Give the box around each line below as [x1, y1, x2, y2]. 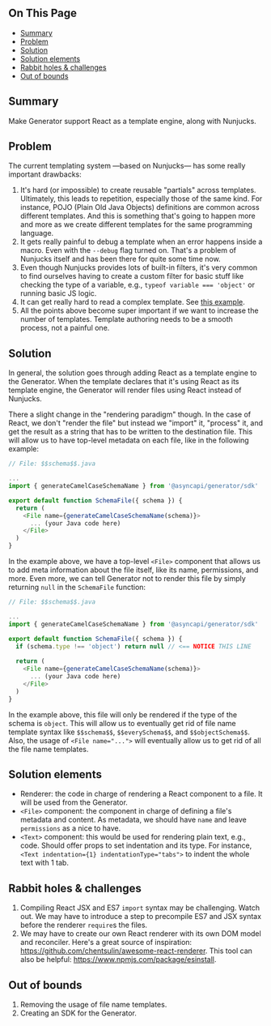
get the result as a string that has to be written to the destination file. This [8, 427, 253, 437]
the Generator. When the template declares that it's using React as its [8, 377, 239, 387]
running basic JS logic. [19, 289, 97, 298]
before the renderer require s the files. [19, 920, 148, 930]
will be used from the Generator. [19, 797, 128, 807]
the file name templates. [8, 744, 89, 754]
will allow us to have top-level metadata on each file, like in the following [8, 435, 249, 445]
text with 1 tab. [19, 858, 69, 868]
